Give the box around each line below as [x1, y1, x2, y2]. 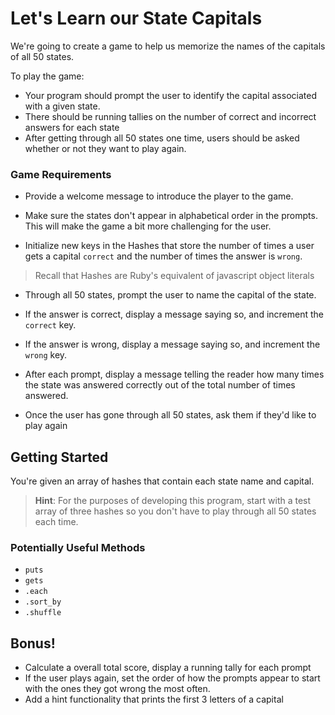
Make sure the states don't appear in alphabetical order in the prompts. [24, 210, 318, 222]
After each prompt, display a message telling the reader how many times [24, 368, 325, 381]
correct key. [24, 319, 77, 331]
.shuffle [24, 608, 62, 618]
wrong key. [24, 349, 68, 361]
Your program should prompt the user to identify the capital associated [24, 89, 317, 101]
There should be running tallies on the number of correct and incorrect [24, 110, 317, 122]
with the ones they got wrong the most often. [24, 683, 211, 695]
